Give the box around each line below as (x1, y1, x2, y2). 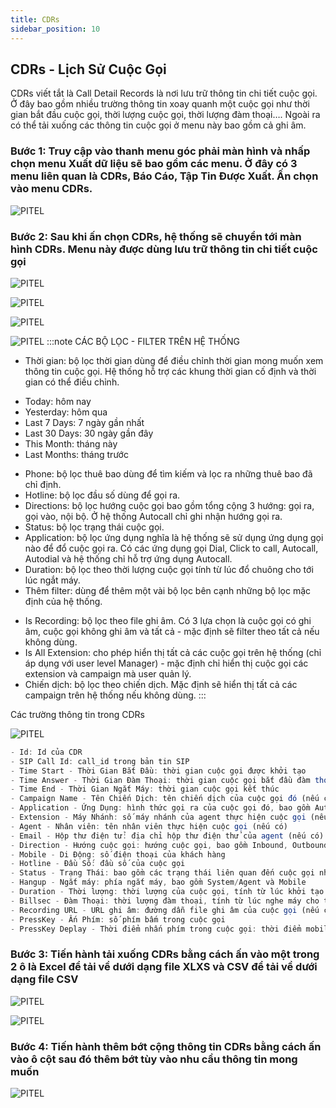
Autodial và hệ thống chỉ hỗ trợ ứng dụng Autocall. (24, 552, 233, 565)
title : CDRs (10, 14, 60, 25)
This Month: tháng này (24, 437, 118, 450)
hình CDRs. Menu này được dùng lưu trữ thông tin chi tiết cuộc (10, 242, 318, 256)
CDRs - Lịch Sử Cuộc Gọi (10, 61, 167, 78)
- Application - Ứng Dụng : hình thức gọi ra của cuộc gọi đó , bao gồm (10, 803, 311, 813)
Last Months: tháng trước (24, 448, 129, 460)
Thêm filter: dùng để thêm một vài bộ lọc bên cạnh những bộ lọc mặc (24, 584, 312, 596)
